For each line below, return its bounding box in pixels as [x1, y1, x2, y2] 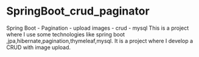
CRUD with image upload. [6, 44, 71, 51]
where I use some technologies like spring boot [6, 30, 125, 38]
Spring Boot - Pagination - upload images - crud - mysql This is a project [6, 24, 189, 32]
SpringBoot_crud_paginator [6, 4, 150, 18]
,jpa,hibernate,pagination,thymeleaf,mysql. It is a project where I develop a [6, 37, 194, 44]
